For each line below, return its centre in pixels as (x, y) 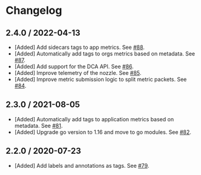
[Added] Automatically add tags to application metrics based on (94, 119)
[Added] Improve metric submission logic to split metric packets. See (100, 79)
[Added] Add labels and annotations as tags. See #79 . (82, 165)
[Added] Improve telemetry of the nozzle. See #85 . (78, 73)
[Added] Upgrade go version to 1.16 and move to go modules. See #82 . (103, 132)
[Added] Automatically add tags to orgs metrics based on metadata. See (105, 54)
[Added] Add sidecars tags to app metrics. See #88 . (79, 47)
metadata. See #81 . (38, 126)
